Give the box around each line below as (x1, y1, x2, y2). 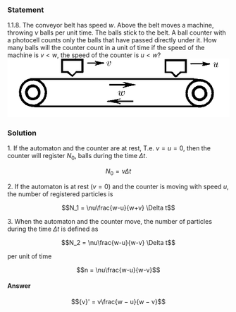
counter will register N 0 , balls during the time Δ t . (7, 152, 148, 162)
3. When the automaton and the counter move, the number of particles (7, 217, 213, 225)
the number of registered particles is (7, 189, 113, 198)
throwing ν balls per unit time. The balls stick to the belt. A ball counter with (7, 28, 227, 37)
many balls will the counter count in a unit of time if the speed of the (7, 44, 205, 52)
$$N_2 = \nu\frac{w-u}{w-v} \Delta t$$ (61, 238, 176, 246)
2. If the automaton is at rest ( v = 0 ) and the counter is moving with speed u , (7, 182, 229, 191)
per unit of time (7, 252, 52, 260)
